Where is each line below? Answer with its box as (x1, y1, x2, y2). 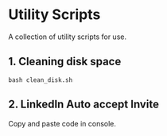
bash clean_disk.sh (8, 76, 73, 84)
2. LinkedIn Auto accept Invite (8, 98, 159, 111)
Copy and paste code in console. (8, 119, 117, 128)
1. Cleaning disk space (8, 55, 122, 68)
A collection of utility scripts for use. (8, 32, 127, 41)
